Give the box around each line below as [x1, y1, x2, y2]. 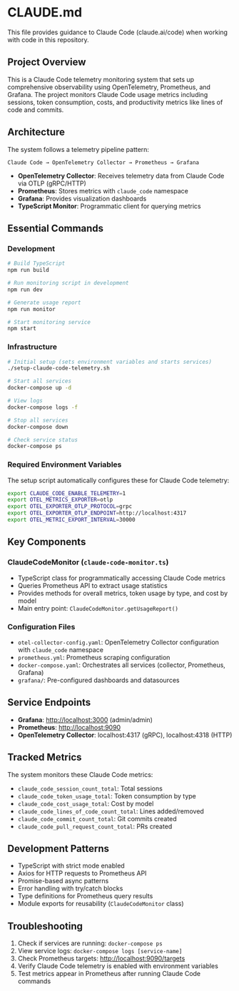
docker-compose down [7, 423, 69, 430]
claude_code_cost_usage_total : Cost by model [17, 799, 154, 808]
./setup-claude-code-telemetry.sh [7, 365, 111, 372]
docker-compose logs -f [7, 404, 78, 411]
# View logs [7, 397, 43, 405]
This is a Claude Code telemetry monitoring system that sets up [7, 75, 195, 83]
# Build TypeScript [7, 260, 66, 268]
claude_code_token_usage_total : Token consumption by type [17, 791, 196, 800]
